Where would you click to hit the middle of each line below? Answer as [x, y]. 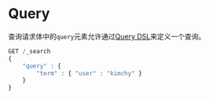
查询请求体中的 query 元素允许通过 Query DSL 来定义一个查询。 [107, 36]
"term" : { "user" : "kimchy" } [90, 73]
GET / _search [29, 51]
